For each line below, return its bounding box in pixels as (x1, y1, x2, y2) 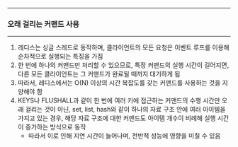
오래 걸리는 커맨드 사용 (7, 19, 80, 29)
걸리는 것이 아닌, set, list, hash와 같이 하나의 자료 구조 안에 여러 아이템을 (25, 105, 226, 114)
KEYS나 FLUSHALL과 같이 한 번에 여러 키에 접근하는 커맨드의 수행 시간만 (17, 96, 221, 105)
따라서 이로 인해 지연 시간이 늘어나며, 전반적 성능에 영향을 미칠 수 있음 (28, 131, 221, 140)
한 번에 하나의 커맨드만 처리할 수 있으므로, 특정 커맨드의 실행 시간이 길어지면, (17, 61, 229, 69)
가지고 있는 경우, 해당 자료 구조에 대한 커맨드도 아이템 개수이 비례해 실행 (17, 114, 216, 122)
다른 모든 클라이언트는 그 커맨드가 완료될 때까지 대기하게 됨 (17, 70, 181, 78)
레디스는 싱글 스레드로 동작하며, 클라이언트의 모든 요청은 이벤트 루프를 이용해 (17, 43, 230, 52)
